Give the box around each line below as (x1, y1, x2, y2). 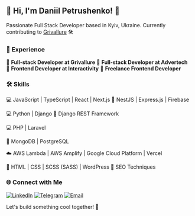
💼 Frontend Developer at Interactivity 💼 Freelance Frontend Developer (6, 65, 181, 72)
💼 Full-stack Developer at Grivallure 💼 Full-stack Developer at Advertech (6, 59, 188, 66)
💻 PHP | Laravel (6, 124, 46, 131)
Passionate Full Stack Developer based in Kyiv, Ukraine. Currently (6, 21, 166, 28)
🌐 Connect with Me (6, 178, 63, 186)
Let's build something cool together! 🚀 (6, 203, 99, 210)
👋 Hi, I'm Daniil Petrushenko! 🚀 (6, 6, 120, 16)
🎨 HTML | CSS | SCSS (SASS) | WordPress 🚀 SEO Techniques (6, 163, 156, 170)
